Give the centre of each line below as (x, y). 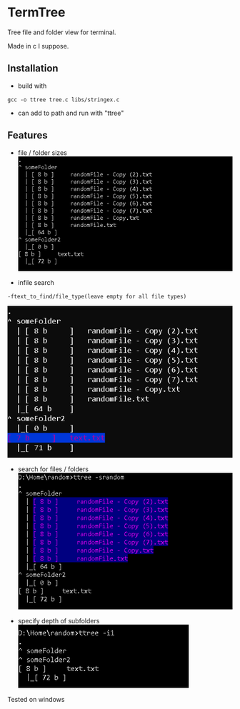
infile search (36, 283)
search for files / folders (53, 469)
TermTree (36, 12)
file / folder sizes (42, 152)
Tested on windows (36, 699)
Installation (33, 69)
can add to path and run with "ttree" (71, 113)
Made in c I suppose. (38, 46)
